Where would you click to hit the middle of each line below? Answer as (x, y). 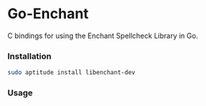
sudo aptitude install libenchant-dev (71, 73)
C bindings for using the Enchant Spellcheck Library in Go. (103, 36)
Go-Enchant (48, 14)
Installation (30, 56)
